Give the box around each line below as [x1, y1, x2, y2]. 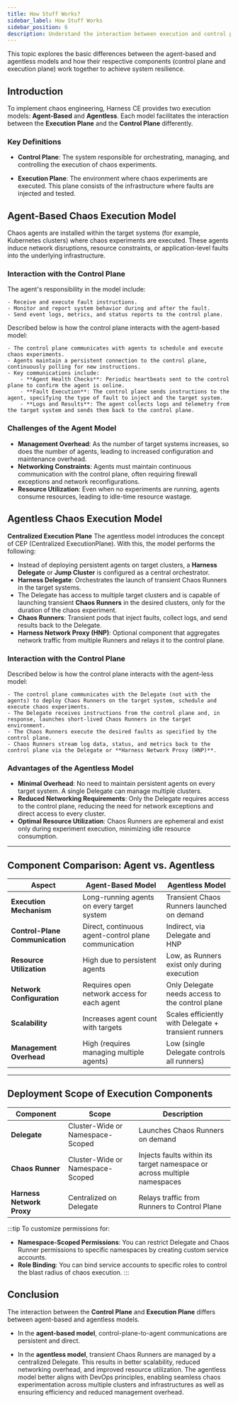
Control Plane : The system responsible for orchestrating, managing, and [17, 153, 230, 162]
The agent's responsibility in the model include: [7, 285, 146, 294]
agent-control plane [82, 930, 150, 940]
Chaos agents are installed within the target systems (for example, [7, 228, 200, 238]
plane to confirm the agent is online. [7, 382, 125, 389]
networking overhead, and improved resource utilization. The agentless [17, 1365, 227, 1373]
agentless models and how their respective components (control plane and [7, 57, 226, 66]
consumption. [17, 832, 58, 841]
